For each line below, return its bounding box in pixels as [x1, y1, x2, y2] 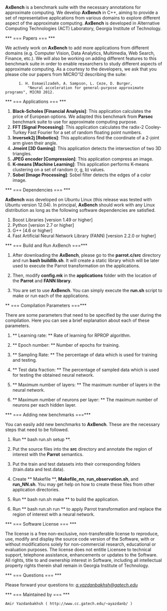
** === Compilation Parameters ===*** [5, 302, 87, 308]
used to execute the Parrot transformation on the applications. [12, 263, 141, 269]
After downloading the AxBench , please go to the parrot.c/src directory [12, 252, 161, 258]
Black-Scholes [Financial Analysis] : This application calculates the [12, 108, 151, 114]
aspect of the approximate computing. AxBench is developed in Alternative [5, 20, 160, 26]
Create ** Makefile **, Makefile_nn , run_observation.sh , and [12, 476, 139, 482]
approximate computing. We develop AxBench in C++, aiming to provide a [5, 9, 158, 15]
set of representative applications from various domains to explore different [5, 15, 161, 20]
